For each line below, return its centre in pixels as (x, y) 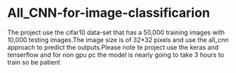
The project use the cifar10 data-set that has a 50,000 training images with (116, 32)
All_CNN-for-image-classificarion (109, 13)
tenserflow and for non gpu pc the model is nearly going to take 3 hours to (116, 55)
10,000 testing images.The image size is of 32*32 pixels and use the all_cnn (118, 39)
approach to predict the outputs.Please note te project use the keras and (113, 47)
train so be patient (34, 62)
